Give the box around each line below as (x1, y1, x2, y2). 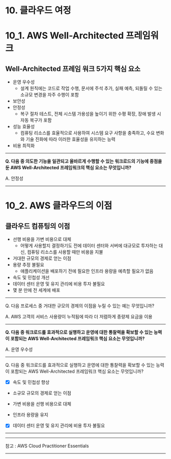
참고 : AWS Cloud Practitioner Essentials (5, 443, 89, 449)
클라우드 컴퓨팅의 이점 (5, 222, 70, 230)
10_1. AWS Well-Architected (5, 30, 124, 41)
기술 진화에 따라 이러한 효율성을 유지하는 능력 (25, 136, 116, 143)
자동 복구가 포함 (20, 117, 52, 123)
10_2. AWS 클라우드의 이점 (5, 200, 112, 211)
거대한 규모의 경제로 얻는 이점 (12, 255, 71, 261)
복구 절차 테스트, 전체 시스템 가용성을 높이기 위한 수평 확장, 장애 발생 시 (20, 111, 161, 117)
